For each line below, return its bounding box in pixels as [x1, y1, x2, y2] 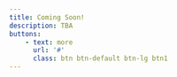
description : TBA [9, 21, 73, 30]
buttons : [9, 29, 42, 38]
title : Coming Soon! [9, 12, 86, 22]
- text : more [25, 37, 73, 47]
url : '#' [32, 46, 65, 55]
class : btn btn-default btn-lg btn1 [32, 54, 168, 63]
